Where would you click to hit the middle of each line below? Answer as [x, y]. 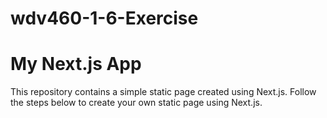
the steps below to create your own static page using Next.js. [136, 103]
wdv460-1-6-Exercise [104, 18]
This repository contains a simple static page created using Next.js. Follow [163, 92]
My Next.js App [76, 64]
